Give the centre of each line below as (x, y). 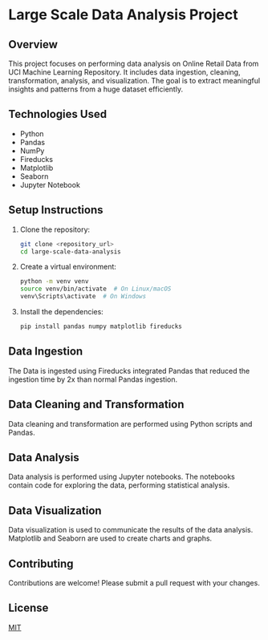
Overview (33, 45)
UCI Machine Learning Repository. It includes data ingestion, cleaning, (124, 72)
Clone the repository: (55, 229)
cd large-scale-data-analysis (71, 251)
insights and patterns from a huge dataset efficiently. (95, 89)
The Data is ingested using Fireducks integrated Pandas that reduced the (129, 371)
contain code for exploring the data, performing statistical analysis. (119, 485)
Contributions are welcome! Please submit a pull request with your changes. (134, 582)
